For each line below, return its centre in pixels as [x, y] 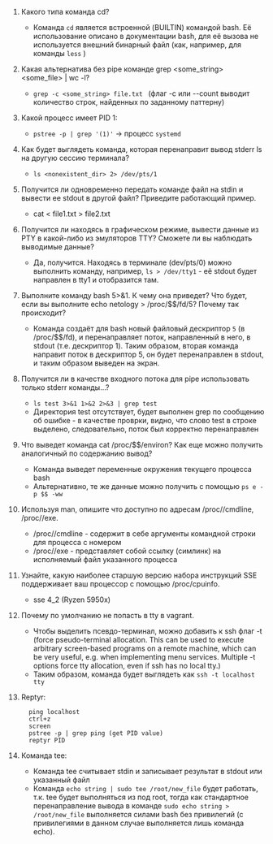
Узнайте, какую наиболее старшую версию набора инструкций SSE [139, 575]
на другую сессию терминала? [75, 158]
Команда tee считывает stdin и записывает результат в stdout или [147, 771]
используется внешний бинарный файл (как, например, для [137, 45]
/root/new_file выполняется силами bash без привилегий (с [138, 814]
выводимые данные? [57, 247]
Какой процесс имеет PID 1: [69, 118]
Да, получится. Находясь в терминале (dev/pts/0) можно [132, 262]
